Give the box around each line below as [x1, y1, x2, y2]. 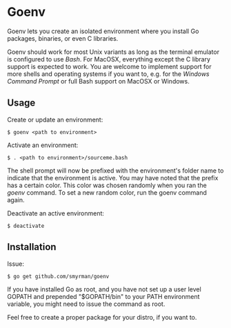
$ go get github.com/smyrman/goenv [7, 273, 110, 280]
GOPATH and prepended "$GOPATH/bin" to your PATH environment [7, 292, 200, 300]
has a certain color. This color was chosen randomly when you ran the [7, 181, 207, 189]
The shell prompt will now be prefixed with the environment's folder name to [7, 166, 224, 175]
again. [7, 195, 26, 204]
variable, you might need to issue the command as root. [7, 300, 165, 308]
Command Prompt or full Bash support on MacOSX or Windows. [7, 77, 190, 85]
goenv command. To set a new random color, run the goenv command [7, 188, 207, 197]
